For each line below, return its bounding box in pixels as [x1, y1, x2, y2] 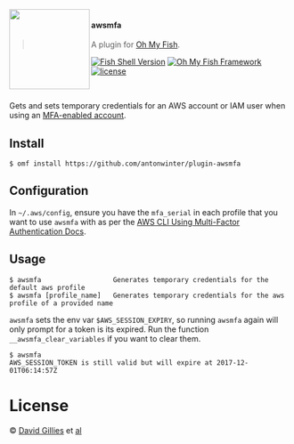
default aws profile [9, 283, 86, 292]
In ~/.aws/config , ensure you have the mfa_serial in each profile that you [9, 206, 279, 217]
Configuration [9, 183, 89, 198]
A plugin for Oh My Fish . [91, 39, 181, 50]
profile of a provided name [9, 298, 114, 308]
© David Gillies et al [9, 424, 82, 435]
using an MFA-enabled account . [9, 110, 127, 121]
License [9, 395, 69, 416]
